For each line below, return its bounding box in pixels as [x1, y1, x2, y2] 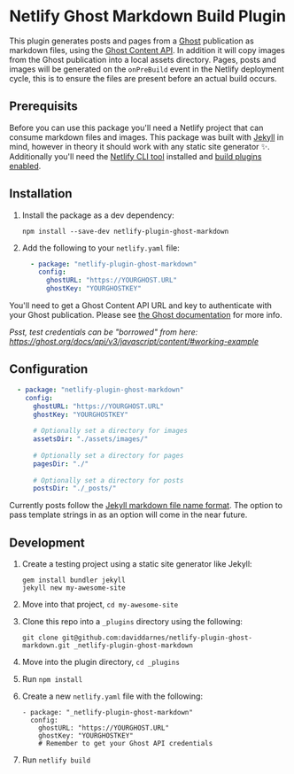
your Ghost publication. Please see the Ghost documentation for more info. [9, 310, 282, 321]
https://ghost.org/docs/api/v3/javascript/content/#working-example [9, 337, 259, 347]
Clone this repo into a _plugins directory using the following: [21, 616, 244, 627]
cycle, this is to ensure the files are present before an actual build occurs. [9, 73, 277, 83]
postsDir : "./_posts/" [32, 484, 117, 493]
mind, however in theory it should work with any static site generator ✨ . [9, 141, 270, 151]
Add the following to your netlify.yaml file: [21, 242, 180, 253]
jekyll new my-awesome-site [21, 584, 126, 592]
